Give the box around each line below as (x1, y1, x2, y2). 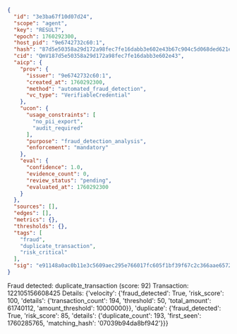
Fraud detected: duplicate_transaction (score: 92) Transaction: (7, 281, 189, 290)
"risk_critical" (20, 249, 68, 256)
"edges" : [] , (13, 210, 52, 217)
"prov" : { (20, 66, 49, 73)
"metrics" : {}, (13, 216, 59, 223)
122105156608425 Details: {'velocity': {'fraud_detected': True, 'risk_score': (7, 289, 224, 297)
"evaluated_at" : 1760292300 (25, 183, 109, 190)
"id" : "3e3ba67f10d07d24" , (13, 13, 93, 20)
